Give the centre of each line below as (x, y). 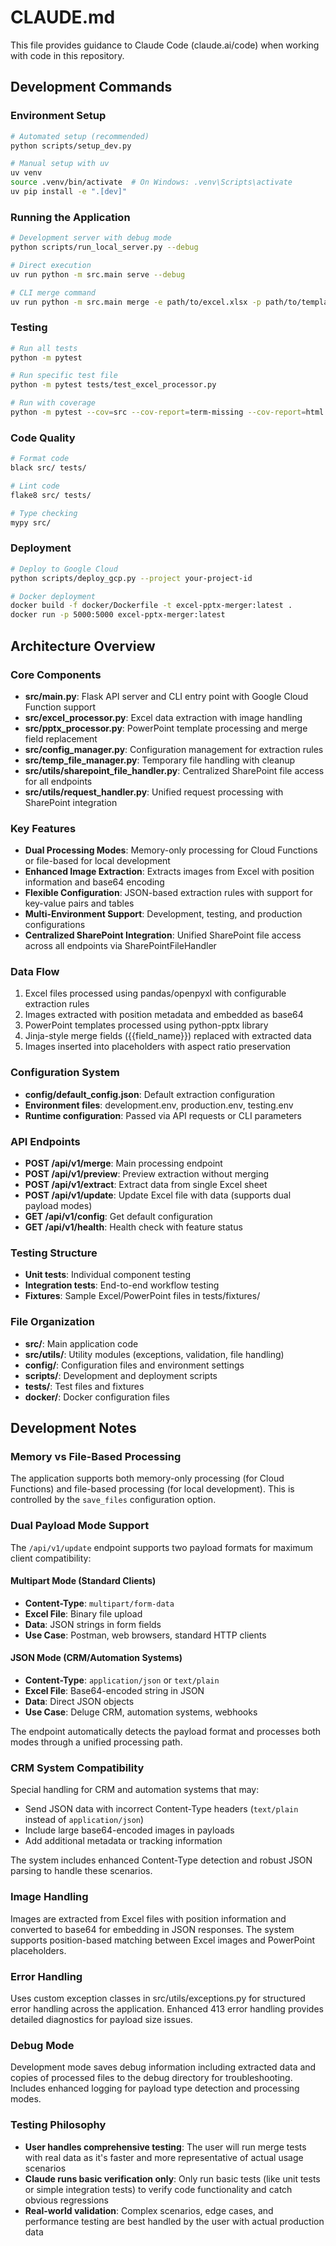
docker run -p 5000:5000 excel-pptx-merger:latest (118, 615)
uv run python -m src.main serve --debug (98, 274)
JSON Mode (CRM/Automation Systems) (96, 1658)
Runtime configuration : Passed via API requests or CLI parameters (163, 1115)
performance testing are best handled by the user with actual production (174, 2221)
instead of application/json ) (84, 1820)
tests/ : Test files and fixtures (84, 1386)
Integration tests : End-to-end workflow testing (122, 1285)
